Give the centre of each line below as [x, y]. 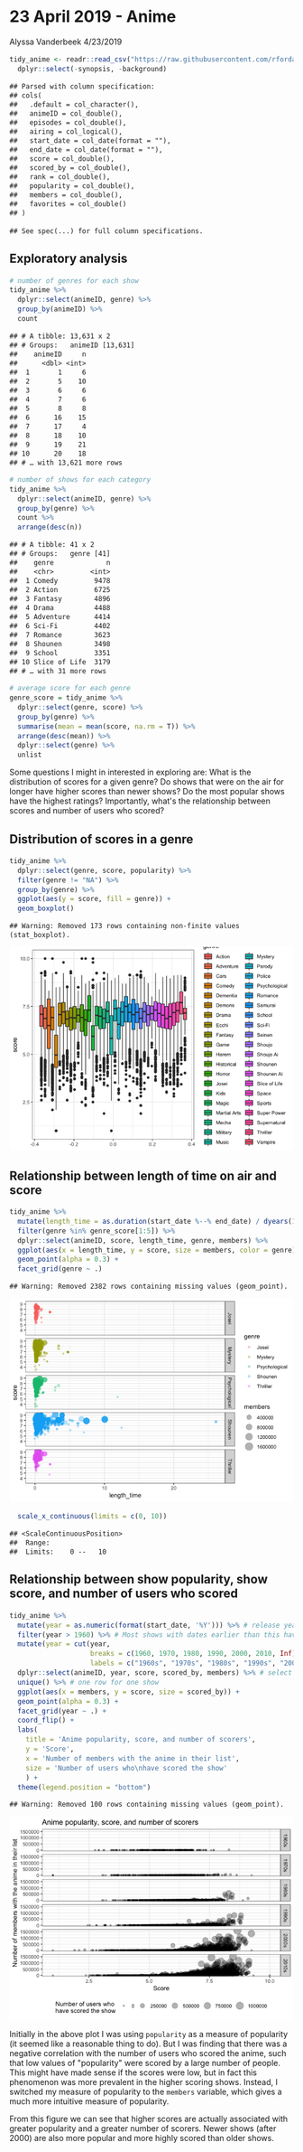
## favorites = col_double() [68, 204]
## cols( [26, 95]
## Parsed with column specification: [82, 86]
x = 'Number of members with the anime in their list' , [133, 1758]
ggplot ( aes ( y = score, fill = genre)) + [94, 899]
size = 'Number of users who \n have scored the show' [127, 1768]
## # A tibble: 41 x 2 [52, 545]
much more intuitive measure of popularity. [89, 2101]
